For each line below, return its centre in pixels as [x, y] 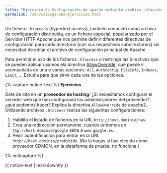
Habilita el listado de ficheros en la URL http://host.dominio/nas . [79, 119]
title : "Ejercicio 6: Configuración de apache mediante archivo [73, 10]
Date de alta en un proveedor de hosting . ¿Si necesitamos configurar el [79, 94]
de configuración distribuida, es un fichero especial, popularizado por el [79, 34]
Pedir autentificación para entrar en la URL [56, 135]
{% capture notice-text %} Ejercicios [43, 84]
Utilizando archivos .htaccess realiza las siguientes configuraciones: [75, 110]
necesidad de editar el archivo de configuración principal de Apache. [76, 50]
